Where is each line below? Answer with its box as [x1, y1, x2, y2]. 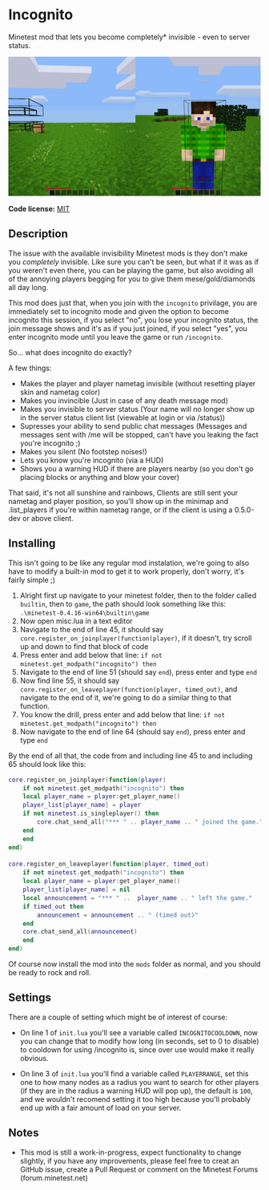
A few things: [8, 363, 52, 373]
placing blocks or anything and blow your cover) [19, 472, 180, 482]
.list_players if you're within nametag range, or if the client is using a [8, 505, 233, 514]
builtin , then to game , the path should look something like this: [19, 599, 227, 608]
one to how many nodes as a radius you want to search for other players [19, 1077, 259, 1087]
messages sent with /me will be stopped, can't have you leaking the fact [19, 430, 259, 439]
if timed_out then [22, 902, 84, 910]
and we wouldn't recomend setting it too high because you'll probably [19, 1094, 251, 1103]
